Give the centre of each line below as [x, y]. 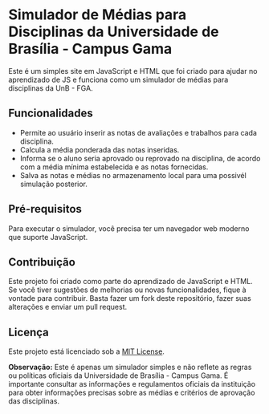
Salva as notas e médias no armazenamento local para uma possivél [133, 175]
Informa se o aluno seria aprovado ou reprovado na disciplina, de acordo [140, 158]
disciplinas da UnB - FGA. [51, 88]
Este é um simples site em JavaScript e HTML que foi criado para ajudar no [133, 71]
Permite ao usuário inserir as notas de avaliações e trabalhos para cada [138, 132]
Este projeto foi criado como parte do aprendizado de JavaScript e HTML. [130, 282]
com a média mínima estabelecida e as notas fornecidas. [114, 167]
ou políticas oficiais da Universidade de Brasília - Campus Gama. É [118, 375]
